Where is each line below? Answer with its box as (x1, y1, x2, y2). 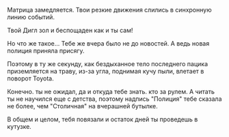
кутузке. (7, 123, 32, 130)
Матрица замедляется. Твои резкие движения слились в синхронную (7, 6, 212, 14)
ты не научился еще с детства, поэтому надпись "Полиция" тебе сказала (7, 95, 222, 103)
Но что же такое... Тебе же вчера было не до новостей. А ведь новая (7, 40, 210, 47)
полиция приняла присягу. (7, 47, 85, 55)
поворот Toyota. (7, 74, 54, 82)
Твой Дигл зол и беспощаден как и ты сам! (7, 27, 133, 34)
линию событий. (7, 13, 55, 21)
